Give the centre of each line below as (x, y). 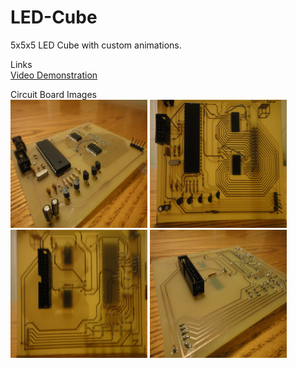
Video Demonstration (54, 75)
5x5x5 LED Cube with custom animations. (96, 45)
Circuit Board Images (53, 94)
